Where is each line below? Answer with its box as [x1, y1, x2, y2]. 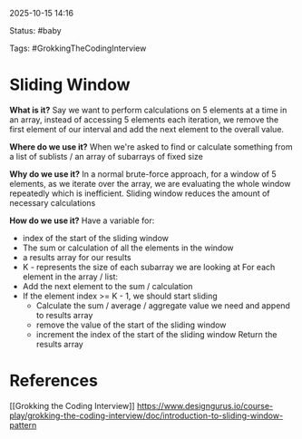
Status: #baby [9, 25, 62, 35]
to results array [35, 309, 93, 320]
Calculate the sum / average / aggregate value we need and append [35, 299, 290, 311]
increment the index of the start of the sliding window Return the [35, 328, 278, 339]
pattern [9, 419, 37, 430]
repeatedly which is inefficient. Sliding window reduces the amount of [9, 188, 270, 199]
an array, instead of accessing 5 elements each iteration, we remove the [9, 113, 279, 125]
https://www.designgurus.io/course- [136, 400, 274, 411]
